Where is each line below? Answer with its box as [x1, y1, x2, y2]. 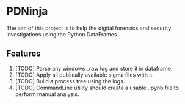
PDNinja [6, 4, 48, 18]
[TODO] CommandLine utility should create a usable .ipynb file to [15, 84, 179, 91]
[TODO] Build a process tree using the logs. [15, 77, 125, 85]
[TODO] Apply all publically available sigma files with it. [15, 71, 154, 78]
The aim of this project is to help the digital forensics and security [6, 24, 172, 32]
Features [6, 49, 41, 59]
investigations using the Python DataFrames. [6, 30, 119, 38]
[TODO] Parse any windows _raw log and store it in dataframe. [15, 64, 173, 72]
